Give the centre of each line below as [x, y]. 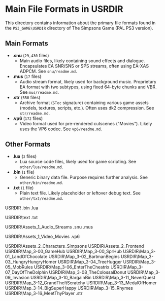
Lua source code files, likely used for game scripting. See [78, 161]
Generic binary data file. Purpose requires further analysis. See [83, 177]
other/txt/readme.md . [41, 198]
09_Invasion [17, 277]
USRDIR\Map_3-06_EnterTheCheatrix [72, 267]
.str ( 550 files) [26, 97]
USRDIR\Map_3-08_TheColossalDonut [88, 272]
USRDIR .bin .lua [22, 208]
